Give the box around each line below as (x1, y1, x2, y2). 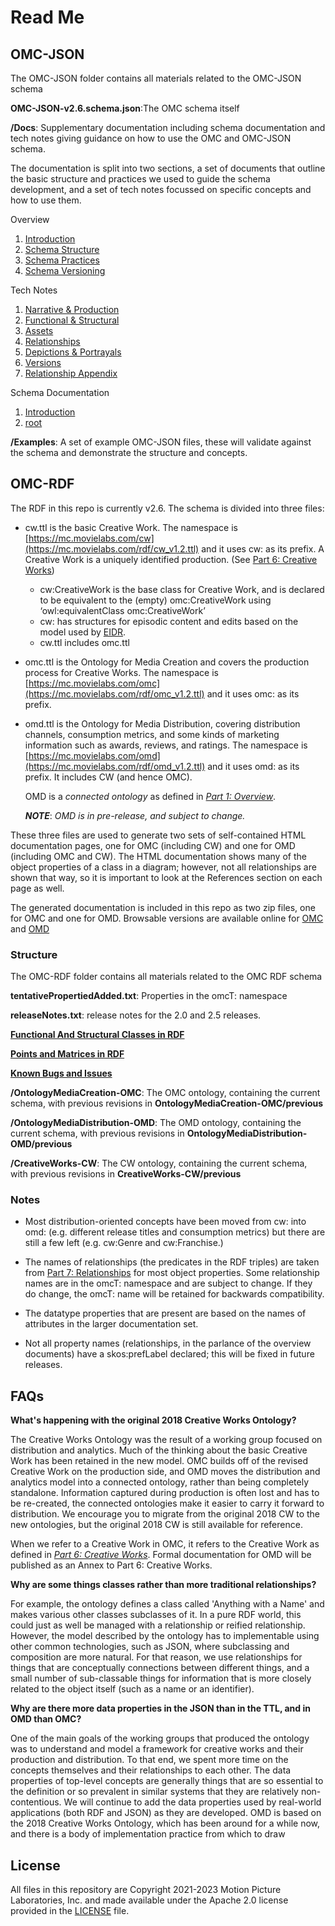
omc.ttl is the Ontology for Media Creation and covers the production (24, 656, 310, 668)
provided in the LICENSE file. (10, 1905, 130, 1917)
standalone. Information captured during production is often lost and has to (10, 1487, 320, 1499)
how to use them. (10, 194, 82, 206)
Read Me (10, 6, 85, 29)
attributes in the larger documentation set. (24, 1318, 199, 1330)
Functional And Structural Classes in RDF (10, 1029, 185, 1041)
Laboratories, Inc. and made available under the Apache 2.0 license (10, 1894, 289, 1906)
